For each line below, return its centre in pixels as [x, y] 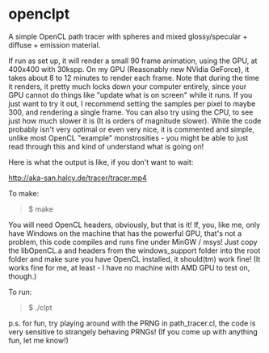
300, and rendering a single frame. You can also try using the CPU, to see [131, 112]
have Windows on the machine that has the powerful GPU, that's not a [125, 233]
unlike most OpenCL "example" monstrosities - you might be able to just [128, 137]
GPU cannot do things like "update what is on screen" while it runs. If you [130, 95]
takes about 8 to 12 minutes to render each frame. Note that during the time [134, 78]
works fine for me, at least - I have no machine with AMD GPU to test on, [129, 267]
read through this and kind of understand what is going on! [106, 146]
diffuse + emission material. [55, 44]
